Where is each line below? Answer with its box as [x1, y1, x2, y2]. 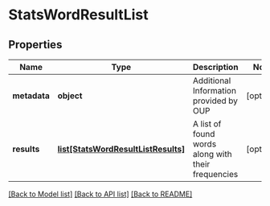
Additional [192, 75, 231, 86]
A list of [192, 118, 222, 130]
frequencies [192, 169, 239, 179]
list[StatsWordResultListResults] [57, 143, 186, 154]
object [57, 90, 83, 101]
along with [192, 149, 232, 159]
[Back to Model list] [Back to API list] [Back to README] [8, 189, 193, 199]
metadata [12, 90, 50, 101]
